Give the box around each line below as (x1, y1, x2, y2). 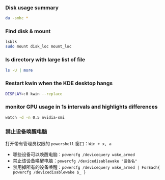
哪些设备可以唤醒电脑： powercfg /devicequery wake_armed (12, 151, 135, 158)
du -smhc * (5, 16, 29, 21)
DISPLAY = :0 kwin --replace (5, 91, 63, 96)
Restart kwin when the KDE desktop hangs (5, 80, 113, 87)
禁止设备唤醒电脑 (5, 128, 47, 135)
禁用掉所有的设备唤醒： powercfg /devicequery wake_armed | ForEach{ (12, 164, 160, 170)
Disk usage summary (5, 4, 59, 11)
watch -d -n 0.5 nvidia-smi (5, 115, 65, 120)
